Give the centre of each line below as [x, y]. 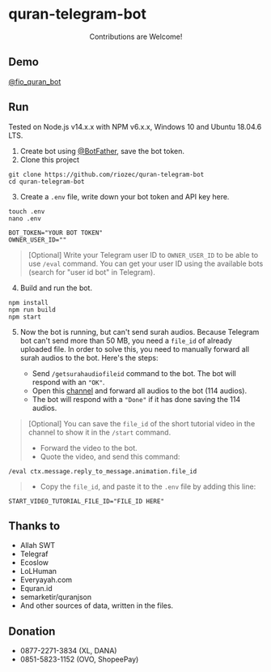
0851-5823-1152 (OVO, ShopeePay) [79, 659]
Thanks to [34, 526]
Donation [32, 631]
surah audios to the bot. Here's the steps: [89, 357]
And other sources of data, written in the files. [97, 606]
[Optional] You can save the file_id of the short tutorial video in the [142, 423]
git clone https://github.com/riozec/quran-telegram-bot [106, 174]
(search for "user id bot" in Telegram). [91, 272]
